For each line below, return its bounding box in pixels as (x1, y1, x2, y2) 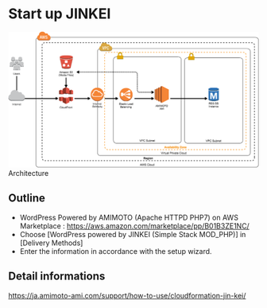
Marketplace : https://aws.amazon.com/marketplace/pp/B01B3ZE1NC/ (19, 220, 250, 231)
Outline (8, 192, 45, 205)
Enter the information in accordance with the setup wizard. (19, 246, 212, 255)
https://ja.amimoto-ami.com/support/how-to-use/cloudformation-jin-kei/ (8, 290, 246, 300)
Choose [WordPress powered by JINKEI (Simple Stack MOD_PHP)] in (19, 229, 246, 239)
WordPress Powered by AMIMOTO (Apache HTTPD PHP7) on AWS (19, 212, 238, 222)
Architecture (8, 169, 49, 178)
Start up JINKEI (8, 5, 111, 23)
